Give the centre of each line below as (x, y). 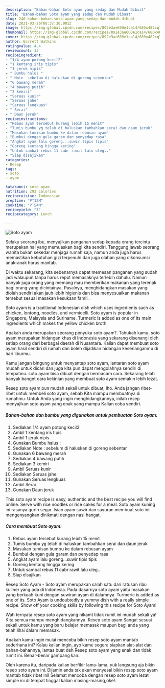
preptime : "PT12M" (24, 201)
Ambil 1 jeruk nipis (31, 438)
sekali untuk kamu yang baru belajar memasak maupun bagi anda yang (77, 625)
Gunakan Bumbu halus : (37, 443)
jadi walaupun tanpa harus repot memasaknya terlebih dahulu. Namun (76, 278)
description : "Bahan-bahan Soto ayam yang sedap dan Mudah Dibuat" (76, 10)
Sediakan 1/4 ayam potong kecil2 (46, 427)
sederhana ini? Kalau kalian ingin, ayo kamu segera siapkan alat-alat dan (79, 645)
